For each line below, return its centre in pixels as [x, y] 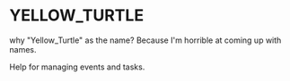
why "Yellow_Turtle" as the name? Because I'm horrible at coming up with [145, 40]
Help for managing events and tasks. [77, 67]
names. [23, 49]
